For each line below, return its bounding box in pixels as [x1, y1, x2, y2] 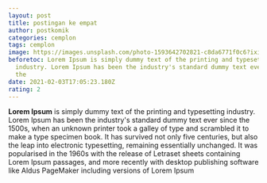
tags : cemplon [8, 41, 56, 49]
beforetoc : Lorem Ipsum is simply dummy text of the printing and [8, 56, 233, 64]
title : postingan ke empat [8, 19, 98, 27]
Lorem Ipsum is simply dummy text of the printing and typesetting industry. [8, 107, 256, 116]
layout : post [8, 11, 52, 20]
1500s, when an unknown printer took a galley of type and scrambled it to [8, 124, 250, 133]
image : [8, 48, 30, 56]
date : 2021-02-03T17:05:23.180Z [8, 78, 115, 86]
